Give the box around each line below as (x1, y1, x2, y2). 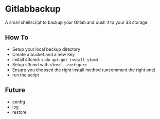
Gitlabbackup (5, 3, 61, 15)
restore (12, 109, 27, 115)
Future (5, 86, 26, 94)
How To (5, 33, 29, 42)
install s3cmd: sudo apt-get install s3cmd (12, 57, 98, 62)
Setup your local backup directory (12, 46, 81, 52)
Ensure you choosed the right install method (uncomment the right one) (12, 67, 156, 73)
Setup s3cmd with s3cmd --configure (12, 61, 87, 67)
